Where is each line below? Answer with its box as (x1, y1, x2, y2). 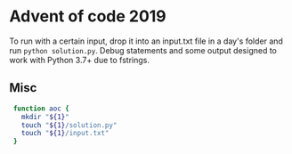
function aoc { (12, 104, 69, 113)
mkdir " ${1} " (20, 112, 69, 121)
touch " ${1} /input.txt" (20, 129, 109, 138)
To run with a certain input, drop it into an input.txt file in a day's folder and (9, 36, 283, 46)
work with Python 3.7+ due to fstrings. (9, 54, 150, 65)
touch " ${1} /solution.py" (20, 120, 118, 130)
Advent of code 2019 (9, 6, 166, 27)
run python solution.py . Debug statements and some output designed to (9, 45, 278, 55)
